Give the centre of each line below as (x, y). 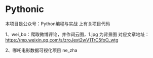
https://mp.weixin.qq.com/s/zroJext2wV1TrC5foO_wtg (62, 40)
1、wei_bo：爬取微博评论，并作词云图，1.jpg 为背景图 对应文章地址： (77, 34)
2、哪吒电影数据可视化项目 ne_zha (41, 50)
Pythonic (25, 9)
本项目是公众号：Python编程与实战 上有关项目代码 (58, 23)
